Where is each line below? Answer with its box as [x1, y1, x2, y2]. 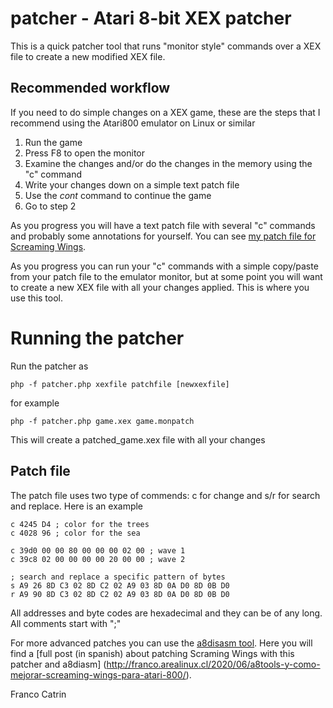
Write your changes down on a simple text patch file [24, 178, 240, 191]
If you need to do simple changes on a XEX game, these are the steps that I [10, 106, 321, 118]
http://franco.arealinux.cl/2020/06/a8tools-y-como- [106, 658, 321, 670]
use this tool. [10, 292, 63, 304]
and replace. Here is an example [10, 500, 144, 512]
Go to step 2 [24, 200, 77, 212]
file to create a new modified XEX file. [10, 50, 166, 62]
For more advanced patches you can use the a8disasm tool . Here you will [10, 637, 313, 649]
